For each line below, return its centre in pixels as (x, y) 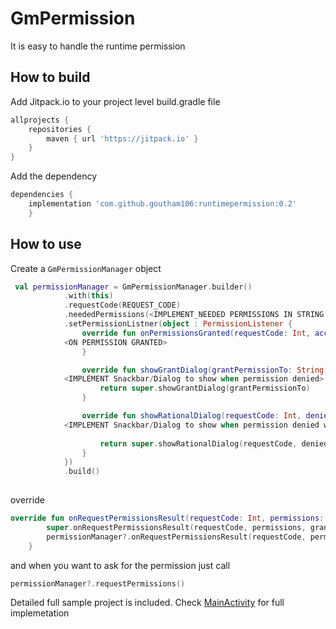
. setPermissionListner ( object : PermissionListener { (178, 324)
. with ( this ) (88, 296)
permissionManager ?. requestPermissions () (98, 583)
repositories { (60, 129)
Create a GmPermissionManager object (86, 268)
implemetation (40, 613)
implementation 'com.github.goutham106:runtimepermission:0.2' (163, 204)
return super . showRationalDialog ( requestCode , (198, 443)
